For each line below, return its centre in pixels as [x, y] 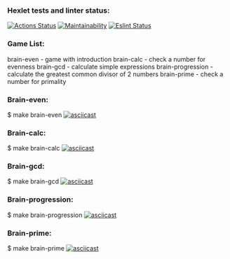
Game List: [26, 44]
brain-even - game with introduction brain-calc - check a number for [107, 59]
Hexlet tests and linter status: [59, 10]
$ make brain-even [35, 115]
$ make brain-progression [45, 215]
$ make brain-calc [34, 148]
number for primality [37, 81]
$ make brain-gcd [33, 181]
